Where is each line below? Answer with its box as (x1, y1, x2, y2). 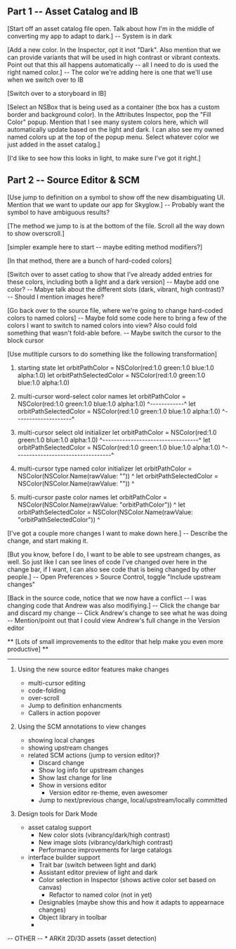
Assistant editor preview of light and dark (38, 868, 158, 876)
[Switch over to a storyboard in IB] (7, 89, 107, 97)
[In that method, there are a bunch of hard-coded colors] (7, 256, 172, 265)
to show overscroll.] (7, 229, 65, 237)
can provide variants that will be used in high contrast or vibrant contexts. (7, 53, 221, 61)
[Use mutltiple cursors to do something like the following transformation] (7, 349, 218, 358)
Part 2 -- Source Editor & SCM (7, 174, 140, 186)
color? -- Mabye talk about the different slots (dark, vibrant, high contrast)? (7, 285, 225, 293)
